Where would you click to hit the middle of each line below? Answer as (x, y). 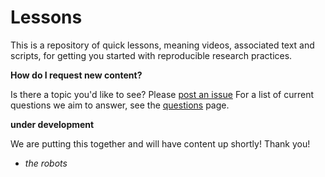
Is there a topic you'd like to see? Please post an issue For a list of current (162, 94)
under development (52, 124)
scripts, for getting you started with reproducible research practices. (151, 55)
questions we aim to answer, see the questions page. (120, 105)
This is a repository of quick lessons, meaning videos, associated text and (162, 45)
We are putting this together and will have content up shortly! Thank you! (160, 143)
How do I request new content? (76, 75)
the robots (46, 163)
